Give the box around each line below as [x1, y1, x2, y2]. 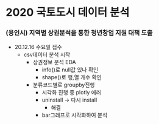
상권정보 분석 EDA [32, 59, 77, 66]
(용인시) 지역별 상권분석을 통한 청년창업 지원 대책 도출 [5, 28, 153, 37]
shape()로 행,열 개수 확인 [41, 74, 102, 81]
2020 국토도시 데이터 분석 [5, 5, 130, 19]
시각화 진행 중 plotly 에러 [41, 89, 102, 96]
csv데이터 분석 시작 [23, 51, 71, 58]
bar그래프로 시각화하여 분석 [41, 111, 108, 119]
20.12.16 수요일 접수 [14, 44, 62, 51]
